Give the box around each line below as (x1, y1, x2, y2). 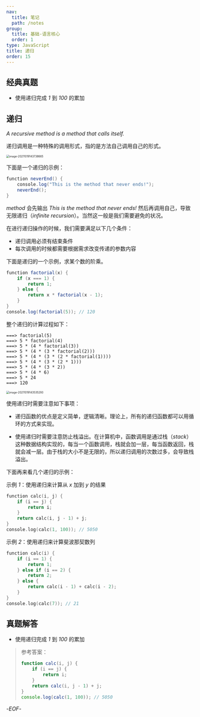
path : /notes (11, 20, 44, 26)
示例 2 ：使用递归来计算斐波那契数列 (6, 538, 95, 545)
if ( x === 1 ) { (17, 275, 55, 282)
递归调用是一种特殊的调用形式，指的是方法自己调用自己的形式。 (6, 143, 164, 150)
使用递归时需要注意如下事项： (6, 399, 80, 407)
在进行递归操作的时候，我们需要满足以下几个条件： (6, 224, 133, 232)
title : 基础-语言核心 (11, 31, 60, 37)
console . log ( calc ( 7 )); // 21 (6, 600, 79, 606)
